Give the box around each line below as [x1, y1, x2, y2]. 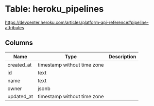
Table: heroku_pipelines [5, 3, 104, 15]
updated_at [7, 93, 33, 100]
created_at [7, 61, 32, 68]
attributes [5, 24, 24, 30]
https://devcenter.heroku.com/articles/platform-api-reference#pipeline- [5, 19, 149, 25]
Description [108, 53, 137, 60]
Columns [5, 39, 33, 47]
